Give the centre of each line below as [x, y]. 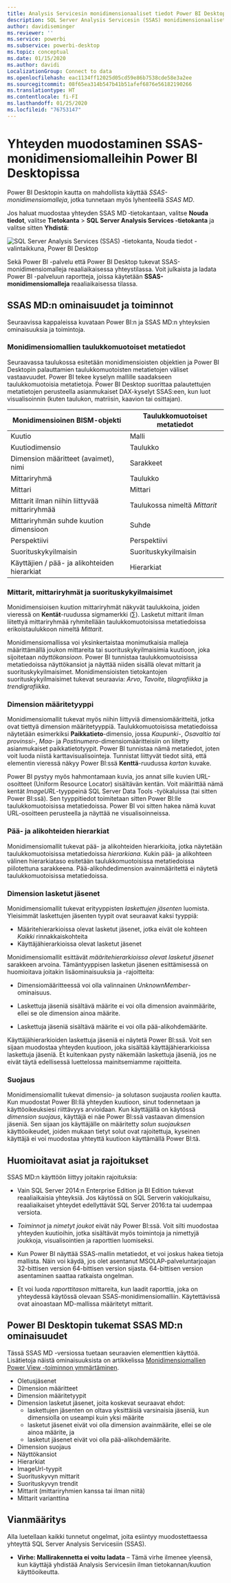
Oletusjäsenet [37, 1381]
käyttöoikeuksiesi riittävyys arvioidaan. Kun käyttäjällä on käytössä [101, 1109]
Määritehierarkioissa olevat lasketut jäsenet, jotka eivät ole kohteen [112, 929]
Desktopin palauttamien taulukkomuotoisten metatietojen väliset [98, 369]
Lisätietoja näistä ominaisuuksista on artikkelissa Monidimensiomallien [107, 1360]
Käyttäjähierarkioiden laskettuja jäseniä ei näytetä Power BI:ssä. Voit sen [109, 1039]
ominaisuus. [34, 992]
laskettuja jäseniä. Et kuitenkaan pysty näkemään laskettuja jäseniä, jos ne [112, 1054]
